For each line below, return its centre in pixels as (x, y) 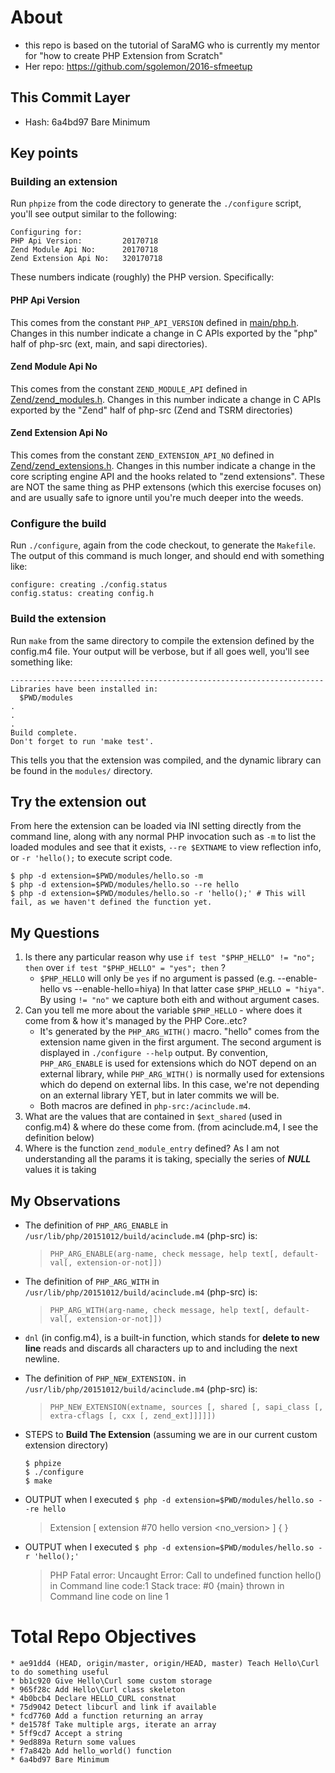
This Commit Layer (70, 97)
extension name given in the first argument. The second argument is (180, 1042)
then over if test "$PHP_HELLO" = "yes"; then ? (125, 968)
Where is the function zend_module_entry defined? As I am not (152, 1148)
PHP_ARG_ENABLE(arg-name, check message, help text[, (164, 1254)
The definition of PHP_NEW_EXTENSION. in (105, 1378)
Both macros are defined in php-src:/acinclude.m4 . (145, 1106)
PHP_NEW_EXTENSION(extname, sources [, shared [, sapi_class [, (186, 1407)
